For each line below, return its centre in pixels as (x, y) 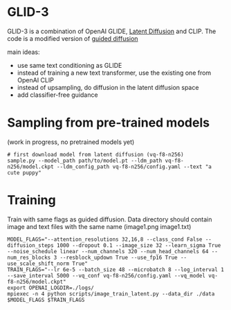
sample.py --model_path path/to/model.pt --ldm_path (85, 161)
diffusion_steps (30, 245)
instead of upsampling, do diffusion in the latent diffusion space (108, 87)
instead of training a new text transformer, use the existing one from (114, 73)
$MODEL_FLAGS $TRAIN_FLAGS (46, 300)
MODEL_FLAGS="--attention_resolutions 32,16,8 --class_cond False (105, 239)
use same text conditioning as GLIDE (70, 65)
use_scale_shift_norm (38, 264)
